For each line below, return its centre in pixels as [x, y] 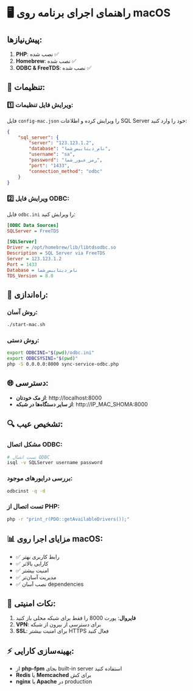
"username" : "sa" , [52, 155]
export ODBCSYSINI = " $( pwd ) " [43, 359]
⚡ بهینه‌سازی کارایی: [41, 651]
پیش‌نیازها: [25, 39]
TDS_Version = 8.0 [30, 276]
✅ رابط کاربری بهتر [37, 557]
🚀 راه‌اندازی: [27, 295]
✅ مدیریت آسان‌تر [36, 577]
